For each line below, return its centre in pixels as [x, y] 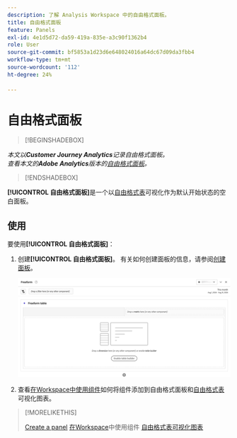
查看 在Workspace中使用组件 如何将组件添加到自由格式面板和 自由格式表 [121, 389]
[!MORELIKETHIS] [51, 412]
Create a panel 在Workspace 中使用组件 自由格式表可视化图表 [114, 427]
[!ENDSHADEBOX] [51, 178]
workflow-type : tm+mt [39, 60]
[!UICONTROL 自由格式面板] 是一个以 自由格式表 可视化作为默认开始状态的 [114, 192]
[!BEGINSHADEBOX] [54, 140]
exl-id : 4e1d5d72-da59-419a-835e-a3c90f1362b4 [77, 38]
